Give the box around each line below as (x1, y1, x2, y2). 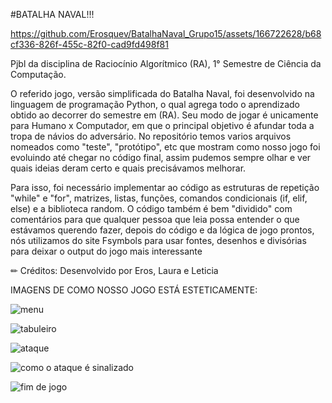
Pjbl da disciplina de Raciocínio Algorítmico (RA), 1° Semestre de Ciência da (10, 58, 322, 69)
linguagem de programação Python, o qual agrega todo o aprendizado (10, 99, 300, 110)
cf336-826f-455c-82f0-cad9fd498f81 (10, 39, 169, 50)
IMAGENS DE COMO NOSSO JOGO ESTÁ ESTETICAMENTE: (10, 284, 258, 296)
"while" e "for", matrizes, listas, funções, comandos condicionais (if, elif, (10, 192, 308, 204)
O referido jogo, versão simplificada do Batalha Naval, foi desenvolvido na (10, 88, 315, 99)
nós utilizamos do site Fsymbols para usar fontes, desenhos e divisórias (10, 235, 307, 246)
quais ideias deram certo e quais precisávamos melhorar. (10, 162, 247, 174)
